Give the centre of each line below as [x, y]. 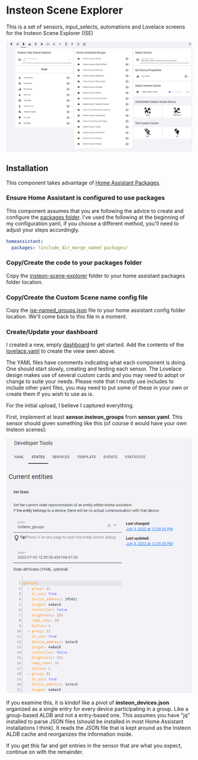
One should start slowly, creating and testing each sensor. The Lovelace [94, 369]
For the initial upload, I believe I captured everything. [70, 405]
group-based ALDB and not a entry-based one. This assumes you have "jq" [98, 715]
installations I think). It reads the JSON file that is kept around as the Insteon [98, 727]
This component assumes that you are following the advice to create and [95, 210]
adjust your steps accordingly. [43, 229]
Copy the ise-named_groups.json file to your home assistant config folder [96, 310]
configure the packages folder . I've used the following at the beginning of [95, 217]
